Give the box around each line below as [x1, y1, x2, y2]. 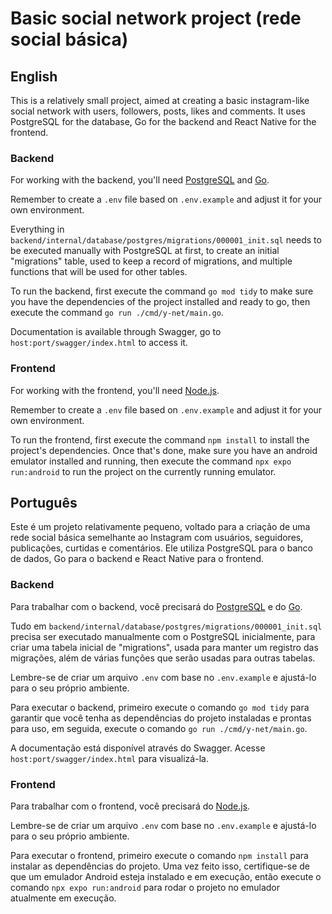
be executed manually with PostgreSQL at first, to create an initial [10, 245, 280, 257]
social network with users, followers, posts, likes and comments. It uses [10, 105, 306, 117]
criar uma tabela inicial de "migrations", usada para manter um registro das [10, 641, 319, 653]
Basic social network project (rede [10, 7, 302, 30]
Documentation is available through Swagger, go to [10, 326, 222, 338]
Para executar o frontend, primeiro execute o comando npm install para [10, 850, 309, 861]
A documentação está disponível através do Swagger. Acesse [10, 742, 266, 754]
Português [10, 494, 78, 511]
